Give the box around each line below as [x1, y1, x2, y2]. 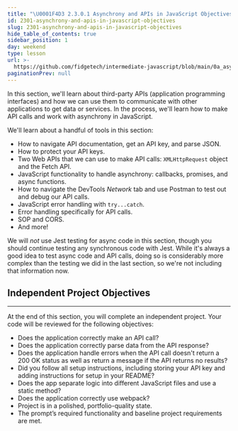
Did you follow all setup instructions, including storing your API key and [17, 364, 225, 373]
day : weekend [7, 43, 46, 50]
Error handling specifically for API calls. [17, 207, 133, 216]
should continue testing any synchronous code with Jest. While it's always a [7, 244, 230, 252]
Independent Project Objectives [7, 287, 151, 299]
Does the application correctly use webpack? [17, 394, 150, 403]
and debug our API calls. [17, 192, 90, 201]
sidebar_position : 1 [7, 37, 69, 44]
